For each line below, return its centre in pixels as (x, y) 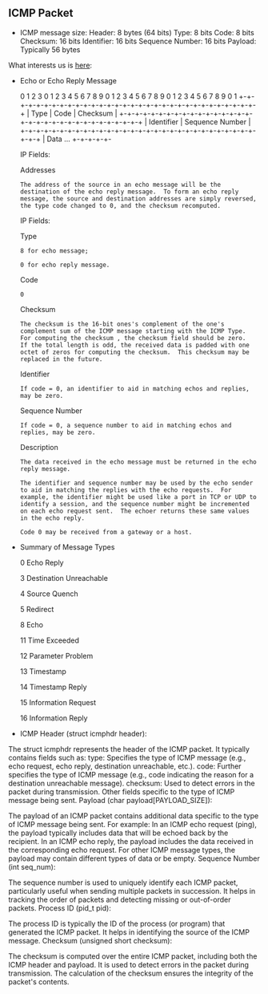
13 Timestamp (43, 671)
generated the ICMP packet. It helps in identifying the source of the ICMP (129, 932)
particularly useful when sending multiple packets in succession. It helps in (132, 891)
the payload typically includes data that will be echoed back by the (118, 833)
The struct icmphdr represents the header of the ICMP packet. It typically (129, 749)
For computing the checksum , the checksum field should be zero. (133, 338)
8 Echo (32, 624)
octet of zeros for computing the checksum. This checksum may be (134, 352)
